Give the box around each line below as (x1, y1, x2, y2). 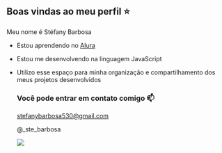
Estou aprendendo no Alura (16, 41, 95, 49)
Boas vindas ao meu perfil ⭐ (6, 6, 130, 17)
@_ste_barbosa (16, 125, 61, 134)
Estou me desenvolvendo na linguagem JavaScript (16, 54, 162, 63)
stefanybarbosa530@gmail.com (16, 112, 109, 120)
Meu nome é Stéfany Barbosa (6, 27, 92, 36)
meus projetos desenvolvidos (16, 75, 102, 83)
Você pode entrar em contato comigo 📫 (16, 93, 154, 103)
